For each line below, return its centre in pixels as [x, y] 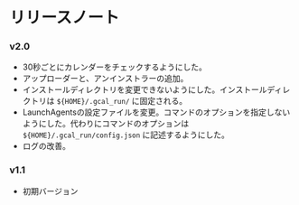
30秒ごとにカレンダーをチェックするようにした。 [115, 67]
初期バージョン [50, 191]
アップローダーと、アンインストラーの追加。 [105, 79]
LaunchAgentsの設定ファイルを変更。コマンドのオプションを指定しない [156, 112]
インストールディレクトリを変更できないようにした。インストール [145, 89]
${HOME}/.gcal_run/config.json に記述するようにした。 [126, 135]
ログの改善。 [46, 146]
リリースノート [65, 18]
